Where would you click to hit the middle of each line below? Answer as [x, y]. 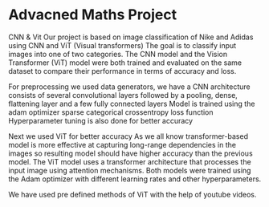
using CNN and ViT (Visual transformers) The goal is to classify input [122, 45]
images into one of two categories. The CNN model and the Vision [118, 54]
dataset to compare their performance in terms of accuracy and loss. [122, 71]
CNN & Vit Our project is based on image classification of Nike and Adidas [131, 37]
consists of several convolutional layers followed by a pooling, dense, [123, 95]
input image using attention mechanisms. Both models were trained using [130, 170]
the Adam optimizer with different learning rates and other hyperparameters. [135, 179]
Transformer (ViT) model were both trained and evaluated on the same [125, 63]
